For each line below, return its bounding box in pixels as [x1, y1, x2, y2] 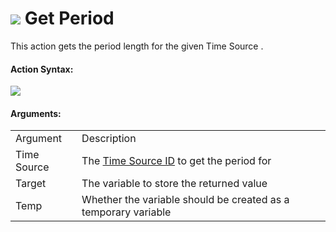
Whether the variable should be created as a [81, 193, 290, 207]
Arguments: [10, 107, 62, 119]
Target [15, 177, 47, 191]
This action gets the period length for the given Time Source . [10, 40, 264, 52]
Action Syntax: [10, 63, 74, 75]
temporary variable [81, 205, 172, 219]
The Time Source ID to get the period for [81, 154, 272, 168]
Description [81, 132, 137, 146]
